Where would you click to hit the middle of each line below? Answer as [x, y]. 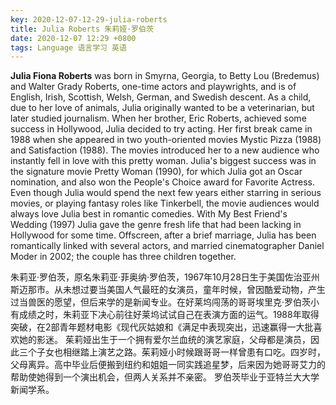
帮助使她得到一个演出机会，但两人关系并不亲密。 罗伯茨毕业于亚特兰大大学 [165, 377]
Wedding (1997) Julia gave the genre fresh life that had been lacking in [156, 225]
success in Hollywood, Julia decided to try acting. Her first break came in [161, 129]
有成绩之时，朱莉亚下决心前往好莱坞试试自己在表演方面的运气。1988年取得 [165, 315]
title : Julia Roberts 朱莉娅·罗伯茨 [82, 29]
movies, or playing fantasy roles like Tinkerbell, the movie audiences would [165, 203]
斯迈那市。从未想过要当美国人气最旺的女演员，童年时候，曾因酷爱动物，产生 [168, 290]
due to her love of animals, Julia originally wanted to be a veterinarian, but [162, 108]
